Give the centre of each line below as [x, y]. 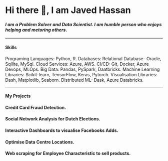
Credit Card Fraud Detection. [36, 107]
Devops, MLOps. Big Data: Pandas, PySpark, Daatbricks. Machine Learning [82, 69]
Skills [11, 47]
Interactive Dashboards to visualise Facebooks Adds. [62, 130]
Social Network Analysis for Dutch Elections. [53, 119]
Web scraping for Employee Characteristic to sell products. [68, 153]
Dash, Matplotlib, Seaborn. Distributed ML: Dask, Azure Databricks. [74, 80]
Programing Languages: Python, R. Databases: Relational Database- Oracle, [83, 58]
